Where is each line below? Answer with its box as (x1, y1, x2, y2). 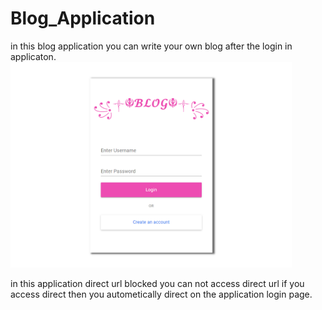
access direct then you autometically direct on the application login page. (10, 288, 313, 300)
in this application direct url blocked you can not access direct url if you (10, 277, 305, 289)
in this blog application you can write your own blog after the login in (10, 40, 293, 52)
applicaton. (10, 50, 57, 62)
